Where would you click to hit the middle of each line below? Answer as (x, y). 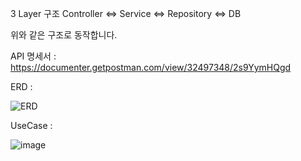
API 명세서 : (33, 56)
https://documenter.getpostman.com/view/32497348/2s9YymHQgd (151, 67)
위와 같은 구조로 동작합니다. (64, 35)
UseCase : (31, 125)
